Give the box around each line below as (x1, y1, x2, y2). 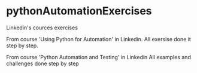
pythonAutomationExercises (6, 4, 152, 18)
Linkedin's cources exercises (6, 24, 78, 31)
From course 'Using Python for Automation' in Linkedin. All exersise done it (6, 35, 192, 42)
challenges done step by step (6, 60, 79, 67)
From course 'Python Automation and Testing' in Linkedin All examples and (6, 53, 192, 60)
